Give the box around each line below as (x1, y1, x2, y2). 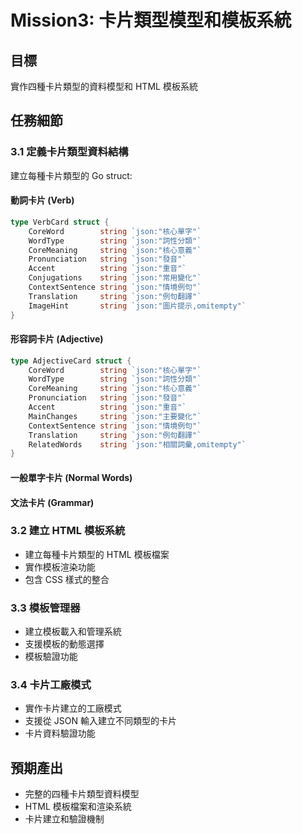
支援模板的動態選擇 (24, 638, 105, 650)
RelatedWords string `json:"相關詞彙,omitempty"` (28, 439, 247, 450)
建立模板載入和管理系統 (24, 626, 122, 638)
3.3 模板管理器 (10, 601, 81, 615)
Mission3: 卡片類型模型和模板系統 (10, 9, 292, 32)
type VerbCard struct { (10, 217, 110, 227)
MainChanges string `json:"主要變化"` (28, 411, 202, 421)
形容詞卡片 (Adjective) (10, 333, 104, 345)
